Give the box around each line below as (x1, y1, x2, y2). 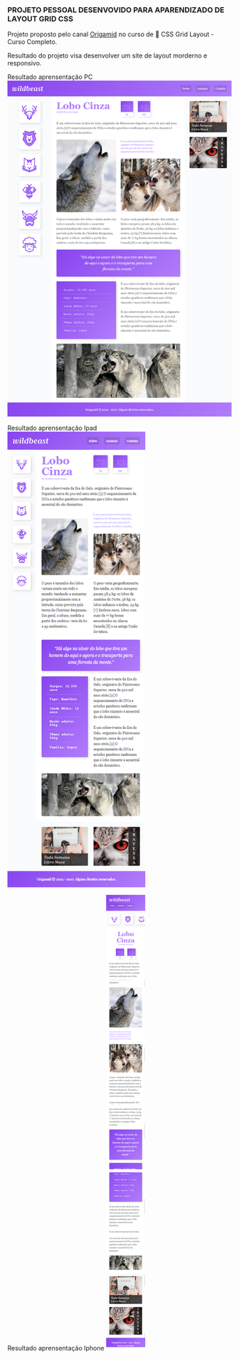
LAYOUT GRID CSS (7, 14, 73, 23)
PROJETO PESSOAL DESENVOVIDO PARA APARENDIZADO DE (7, 5, 225, 15)
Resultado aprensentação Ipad (7, 424, 97, 432)
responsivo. (7, 59, 42, 68)
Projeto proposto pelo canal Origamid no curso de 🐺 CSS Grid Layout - (7, 30, 215, 38)
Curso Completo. (7, 38, 58, 46)
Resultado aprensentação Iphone (7, 1343, 105, 1352)
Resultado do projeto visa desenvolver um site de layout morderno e (7, 51, 208, 60)
